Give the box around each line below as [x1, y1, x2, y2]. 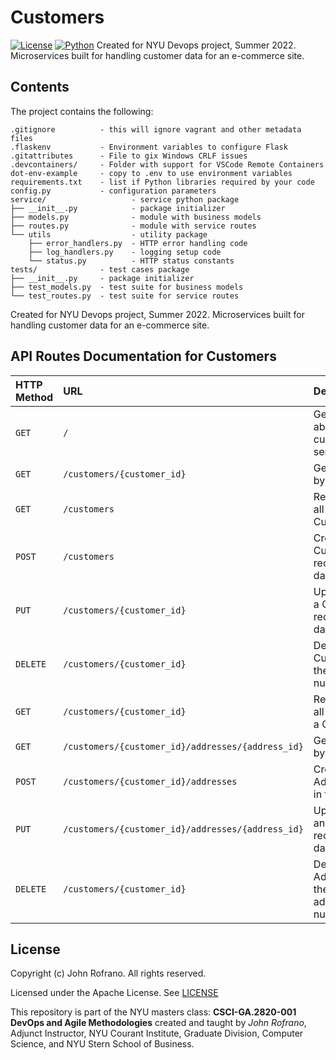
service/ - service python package [10, 194, 240, 205]
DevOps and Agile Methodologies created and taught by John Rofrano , [10, 1017, 307, 1029]
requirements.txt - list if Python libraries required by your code [10, 177, 315, 187]
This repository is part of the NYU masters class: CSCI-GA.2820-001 [10, 1006, 297, 1018]
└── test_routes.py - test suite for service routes [10, 291, 240, 301]
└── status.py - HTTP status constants [28, 256, 235, 266]
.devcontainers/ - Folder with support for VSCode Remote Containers [10, 159, 325, 170]
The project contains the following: [10, 105, 154, 117]
